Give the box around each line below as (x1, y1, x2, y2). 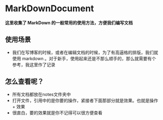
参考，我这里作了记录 (12, 62, 55, 68)
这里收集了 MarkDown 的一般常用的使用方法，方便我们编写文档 (5, 20, 133, 25)
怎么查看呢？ (5, 77, 44, 86)
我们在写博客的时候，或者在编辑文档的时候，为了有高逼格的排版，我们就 (12, 49, 158, 55)
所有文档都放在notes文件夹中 (12, 91, 71, 97)
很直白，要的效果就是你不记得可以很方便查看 (12, 110, 103, 116)
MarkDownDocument (5, 3, 94, 14)
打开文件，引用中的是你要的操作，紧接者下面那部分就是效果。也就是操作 (12, 97, 158, 103)
